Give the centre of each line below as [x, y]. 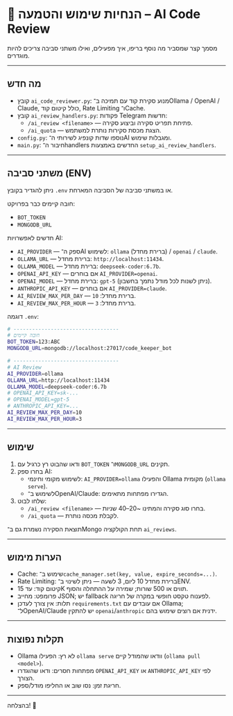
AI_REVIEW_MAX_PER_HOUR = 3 [44, 419]
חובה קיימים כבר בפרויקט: [41, 203]
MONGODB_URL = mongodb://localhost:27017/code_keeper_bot [89, 349]
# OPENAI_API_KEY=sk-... [43, 393]
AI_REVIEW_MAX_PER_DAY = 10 [44, 413]
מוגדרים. [18, 56]
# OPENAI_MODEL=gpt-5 [38, 400]
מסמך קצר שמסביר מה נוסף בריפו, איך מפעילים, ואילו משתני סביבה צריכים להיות [112, 48]
